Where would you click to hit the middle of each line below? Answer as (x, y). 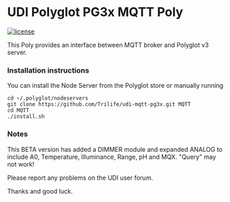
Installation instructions (48, 70)
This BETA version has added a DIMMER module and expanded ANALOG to (115, 149)
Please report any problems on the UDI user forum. (80, 178)
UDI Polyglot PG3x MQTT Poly (95, 12)
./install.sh (26, 117)
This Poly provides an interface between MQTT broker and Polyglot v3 (108, 45)
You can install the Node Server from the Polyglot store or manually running (115, 86)
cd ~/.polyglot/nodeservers (48, 98)
